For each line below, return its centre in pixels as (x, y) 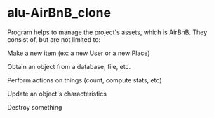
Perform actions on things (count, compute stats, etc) (85, 80)
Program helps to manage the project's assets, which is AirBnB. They (107, 32)
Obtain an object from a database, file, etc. (69, 66)
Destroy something (35, 107)
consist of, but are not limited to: (54, 39)
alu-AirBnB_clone (59, 13)
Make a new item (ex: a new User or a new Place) (79, 53)
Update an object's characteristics (57, 94)
